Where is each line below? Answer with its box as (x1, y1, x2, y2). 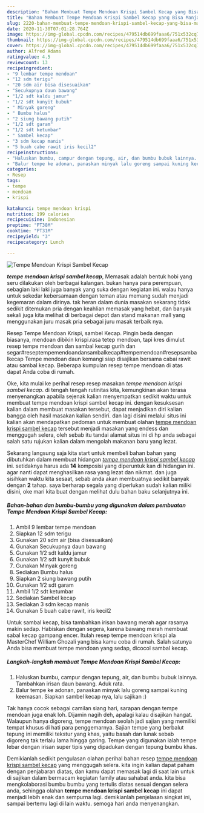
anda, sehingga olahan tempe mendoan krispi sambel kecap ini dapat (7, 787, 183, 794)
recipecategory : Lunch (7, 239, 64, 245)
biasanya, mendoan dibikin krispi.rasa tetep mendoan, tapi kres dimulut (7, 336, 185, 343)
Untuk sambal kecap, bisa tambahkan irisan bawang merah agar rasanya (7, 618, 188, 626)
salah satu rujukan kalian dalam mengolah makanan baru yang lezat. (7, 437, 177, 445)
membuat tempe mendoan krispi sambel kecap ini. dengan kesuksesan (7, 399, 184, 406)
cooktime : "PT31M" (7, 228, 53, 234)
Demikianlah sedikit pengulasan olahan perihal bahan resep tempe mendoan (7, 754, 197, 762)
